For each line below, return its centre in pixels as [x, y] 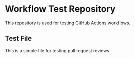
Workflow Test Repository [60, 9]
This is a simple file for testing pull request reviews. [58, 50]
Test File [19, 39]
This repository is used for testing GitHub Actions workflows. [68, 23]
